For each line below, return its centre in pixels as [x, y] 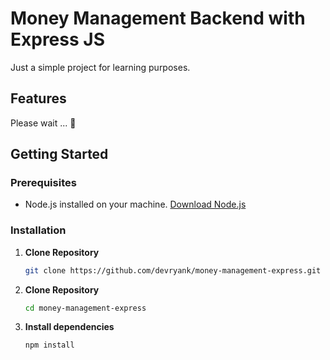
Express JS [57, 39]
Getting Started [59, 154]
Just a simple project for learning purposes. [100, 67]
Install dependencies [69, 327]
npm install [49, 345]
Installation [38, 230]
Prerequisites [43, 183]
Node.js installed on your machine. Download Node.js [135, 204]
